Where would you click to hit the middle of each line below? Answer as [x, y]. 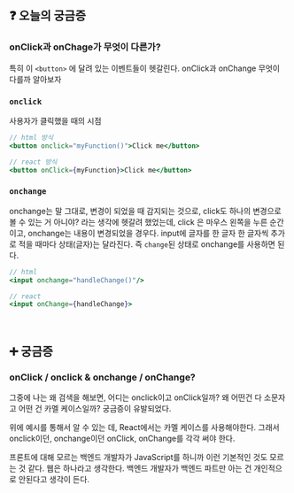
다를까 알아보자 [35, 79]
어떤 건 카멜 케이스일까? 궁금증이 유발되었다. [95, 408]
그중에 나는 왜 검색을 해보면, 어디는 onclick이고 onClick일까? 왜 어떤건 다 [136, 397]
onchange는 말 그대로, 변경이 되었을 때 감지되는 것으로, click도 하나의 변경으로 [145, 211]
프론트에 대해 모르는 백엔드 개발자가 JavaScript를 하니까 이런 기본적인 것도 [139, 457]
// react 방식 [33, 162]
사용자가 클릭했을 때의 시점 [55, 120]
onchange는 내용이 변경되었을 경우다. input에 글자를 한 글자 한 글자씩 [148, 233]
